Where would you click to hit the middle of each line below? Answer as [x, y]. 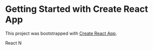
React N [13, 43]
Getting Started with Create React [77, 9]
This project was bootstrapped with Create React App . [61, 33]
